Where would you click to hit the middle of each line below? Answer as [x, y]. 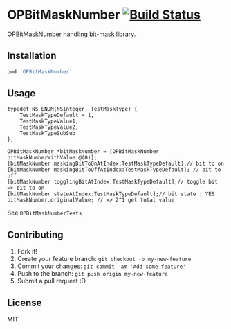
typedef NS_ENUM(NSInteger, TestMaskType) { [72, 109]
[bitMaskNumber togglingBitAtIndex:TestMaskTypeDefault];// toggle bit [112, 182]
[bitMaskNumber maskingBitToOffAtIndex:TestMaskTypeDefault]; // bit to [114, 170]
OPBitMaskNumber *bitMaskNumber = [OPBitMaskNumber [83, 152]
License [25, 302]
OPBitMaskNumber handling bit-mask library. [72, 34]
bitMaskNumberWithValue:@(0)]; [52, 158]
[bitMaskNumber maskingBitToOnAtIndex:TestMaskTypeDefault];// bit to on [116, 164]
